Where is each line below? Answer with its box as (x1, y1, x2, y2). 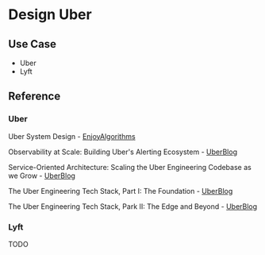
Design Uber (8, 6, 93, 24)
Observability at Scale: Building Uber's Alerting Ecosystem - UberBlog (8, 147, 238, 156)
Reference (8, 90, 61, 103)
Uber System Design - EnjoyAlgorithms (8, 131, 136, 141)
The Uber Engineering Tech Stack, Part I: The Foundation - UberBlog (8, 186, 233, 195)
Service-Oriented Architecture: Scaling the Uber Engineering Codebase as (8, 162, 252, 172)
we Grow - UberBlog (8, 171, 75, 180)
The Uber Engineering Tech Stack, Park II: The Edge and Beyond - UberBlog (8, 201, 258, 211)
